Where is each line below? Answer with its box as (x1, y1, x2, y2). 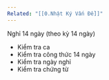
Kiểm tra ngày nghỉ (17, 57, 71, 66)
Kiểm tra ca (17, 42, 50, 51)
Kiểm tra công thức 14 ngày (17, 50, 96, 58)
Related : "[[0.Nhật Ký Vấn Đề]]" (7, 10, 103, 17)
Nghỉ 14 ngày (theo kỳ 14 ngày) (7, 29, 95, 38)
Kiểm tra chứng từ (17, 65, 69, 73)
